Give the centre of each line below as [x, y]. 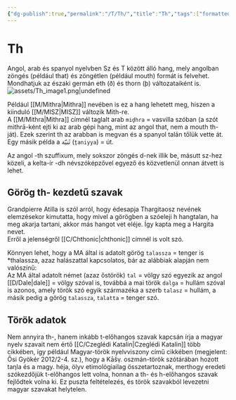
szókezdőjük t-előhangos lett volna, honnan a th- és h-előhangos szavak [113, 375]
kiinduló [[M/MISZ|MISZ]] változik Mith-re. [68, 112]
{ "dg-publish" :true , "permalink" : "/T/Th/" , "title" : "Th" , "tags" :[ [103, 14]
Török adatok [37, 320]
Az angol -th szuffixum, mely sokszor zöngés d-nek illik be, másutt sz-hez [115, 155]
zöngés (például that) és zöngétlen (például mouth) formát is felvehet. [108, 75]
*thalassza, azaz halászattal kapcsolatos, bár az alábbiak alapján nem [108, 261]
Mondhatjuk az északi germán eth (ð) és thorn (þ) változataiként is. [104, 83]
